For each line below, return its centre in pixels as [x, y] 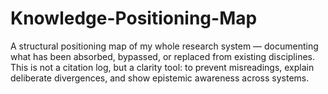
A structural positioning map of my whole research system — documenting [164, 46]
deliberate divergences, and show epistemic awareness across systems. [160, 78]
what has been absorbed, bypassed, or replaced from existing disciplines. [162, 56]
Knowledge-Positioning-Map [134, 18]
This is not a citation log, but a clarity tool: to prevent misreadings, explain [162, 67]
